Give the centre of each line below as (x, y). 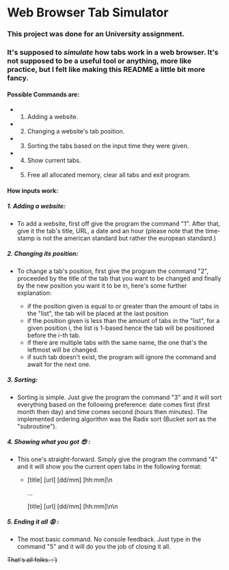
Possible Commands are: (43, 94)
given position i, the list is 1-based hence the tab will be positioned (121, 328)
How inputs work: (33, 190)
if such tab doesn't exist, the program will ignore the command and (122, 357)
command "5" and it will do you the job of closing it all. (94, 546)
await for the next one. (59, 364)
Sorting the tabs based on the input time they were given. (108, 146)
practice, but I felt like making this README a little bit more (106, 70)
